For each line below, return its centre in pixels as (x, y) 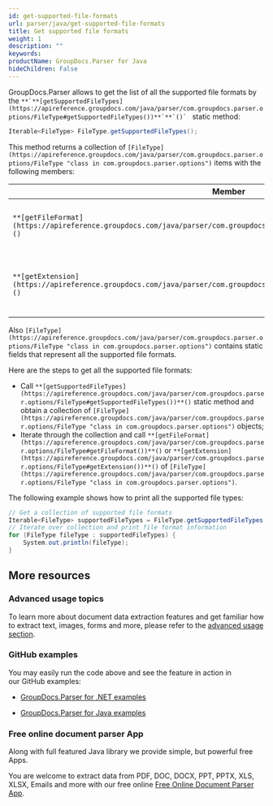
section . (22, 634)
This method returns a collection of (67, 146)
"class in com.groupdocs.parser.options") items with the (164, 163)
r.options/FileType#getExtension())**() (89, 467)
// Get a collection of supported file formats (91, 512)
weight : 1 (25, 39)
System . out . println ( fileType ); (76, 543)
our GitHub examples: (45, 681)
